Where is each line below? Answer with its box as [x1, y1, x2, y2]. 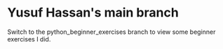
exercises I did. [7, 35, 51, 43]
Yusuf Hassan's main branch [7, 5, 179, 21]
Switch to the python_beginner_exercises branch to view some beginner [7, 28, 216, 36]
